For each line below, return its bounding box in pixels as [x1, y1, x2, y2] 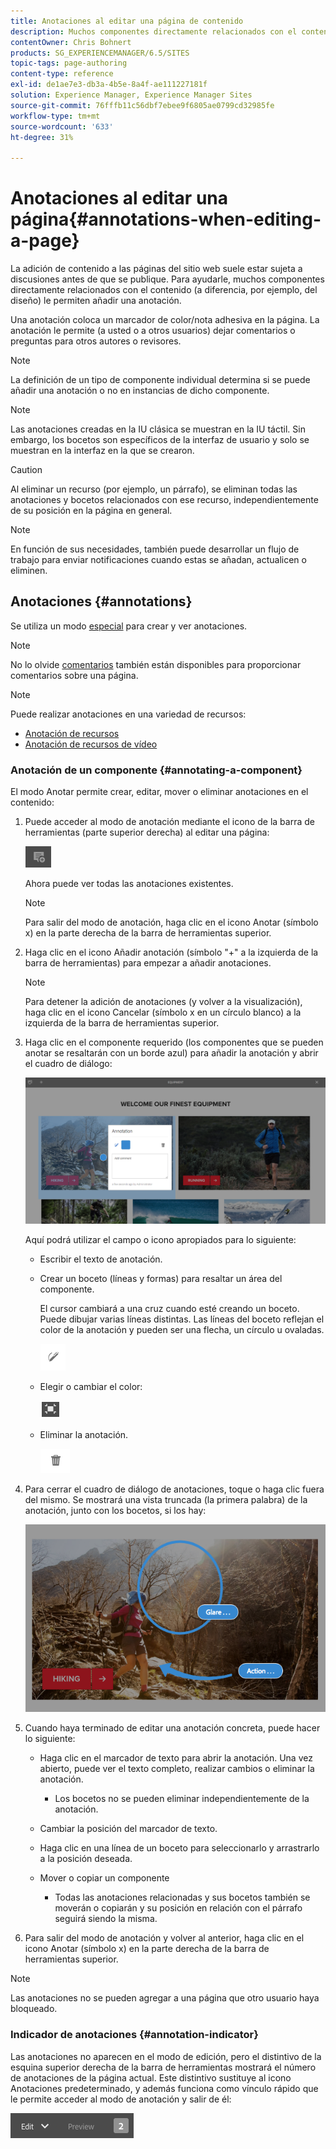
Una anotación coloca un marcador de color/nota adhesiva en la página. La [10, 314, 320, 326]
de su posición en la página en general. [10, 505, 173, 517]
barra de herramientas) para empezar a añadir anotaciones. [24, 957, 272, 969]
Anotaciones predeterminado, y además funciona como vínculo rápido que [10, 2082, 319, 2094]
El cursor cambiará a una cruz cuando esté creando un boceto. [39, 1303, 300, 1315]
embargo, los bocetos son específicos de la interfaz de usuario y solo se [10, 434, 310, 446]
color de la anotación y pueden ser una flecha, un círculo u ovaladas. [39, 1324, 325, 1336]
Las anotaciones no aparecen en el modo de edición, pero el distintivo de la [10, 2050, 322, 2062]
